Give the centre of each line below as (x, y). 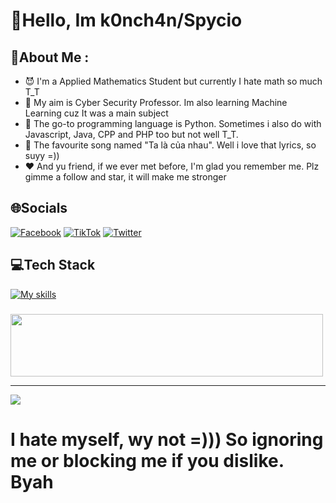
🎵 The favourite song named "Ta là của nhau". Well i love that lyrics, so (170, 145)
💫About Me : (50, 57)
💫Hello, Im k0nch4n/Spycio (126, 20)
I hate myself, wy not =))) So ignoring (167, 439)
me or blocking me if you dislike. (147, 460)
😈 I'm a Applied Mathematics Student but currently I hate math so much (173, 81)
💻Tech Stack (53, 265)
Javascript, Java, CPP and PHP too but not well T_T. (131, 134)
